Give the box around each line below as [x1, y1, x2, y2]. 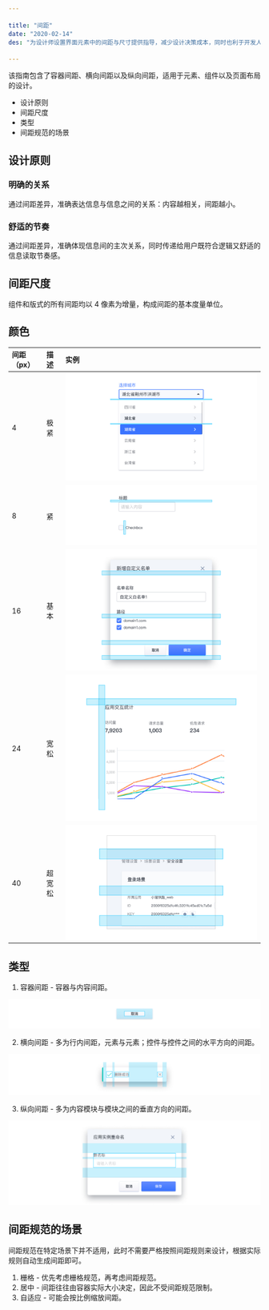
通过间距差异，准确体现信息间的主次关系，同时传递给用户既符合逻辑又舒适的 [8, 241, 261, 251]
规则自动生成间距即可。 [8, 1256, 86, 1265]
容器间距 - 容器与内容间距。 [19, 982, 112, 992]
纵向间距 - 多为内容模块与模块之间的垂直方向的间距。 [19, 1103, 196, 1113]
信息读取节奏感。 [8, 251, 65, 260]
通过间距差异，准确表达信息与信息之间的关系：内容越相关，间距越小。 [8, 199, 240, 208]
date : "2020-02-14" [8, 30, 74, 38]
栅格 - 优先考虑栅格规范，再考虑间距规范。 [19, 1272, 162, 1282]
